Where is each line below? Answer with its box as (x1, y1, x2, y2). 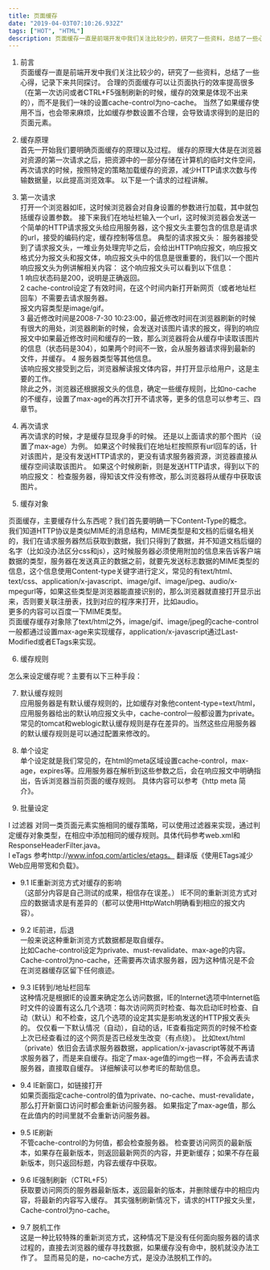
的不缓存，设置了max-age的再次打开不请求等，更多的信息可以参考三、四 (19, 394, 261, 404)
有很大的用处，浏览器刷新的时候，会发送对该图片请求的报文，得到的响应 (19, 323, 260, 333)
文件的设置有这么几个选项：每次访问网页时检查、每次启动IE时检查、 (27, 1003, 252, 1013)
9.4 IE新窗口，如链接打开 (19, 1081, 103, 1090)
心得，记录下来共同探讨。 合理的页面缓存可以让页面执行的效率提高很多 (19, 77, 255, 87)
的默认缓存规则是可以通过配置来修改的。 (19, 729, 154, 739)
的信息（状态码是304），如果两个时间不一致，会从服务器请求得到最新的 (19, 344, 256, 353)
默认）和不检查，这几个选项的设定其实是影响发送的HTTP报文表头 (34, 1013, 251, 1022)
